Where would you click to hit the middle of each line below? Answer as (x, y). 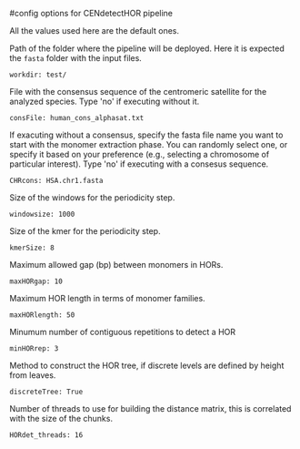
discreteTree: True (46, 392)
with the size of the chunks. (61, 418)
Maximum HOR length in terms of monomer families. (108, 298)
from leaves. (33, 375)
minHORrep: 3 (34, 349)
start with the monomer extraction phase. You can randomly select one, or (149, 144)
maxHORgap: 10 (36, 281)
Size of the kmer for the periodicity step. (85, 231)
